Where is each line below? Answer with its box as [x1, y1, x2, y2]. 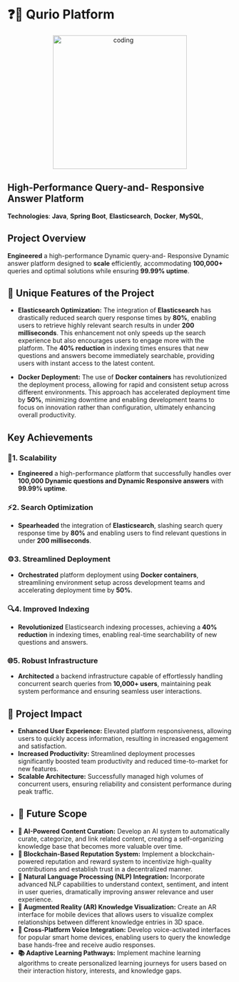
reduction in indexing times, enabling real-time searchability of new [17, 630, 218, 639]
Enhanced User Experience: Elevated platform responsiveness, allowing [17, 727, 232, 735]
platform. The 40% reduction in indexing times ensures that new [17, 344, 209, 352]
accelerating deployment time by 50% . [17, 585, 133, 594]
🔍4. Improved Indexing [7, 604, 90, 614]
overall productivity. [17, 411, 76, 419]
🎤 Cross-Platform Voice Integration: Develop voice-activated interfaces [17, 925, 231, 934]
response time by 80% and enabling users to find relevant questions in [17, 529, 227, 538]
